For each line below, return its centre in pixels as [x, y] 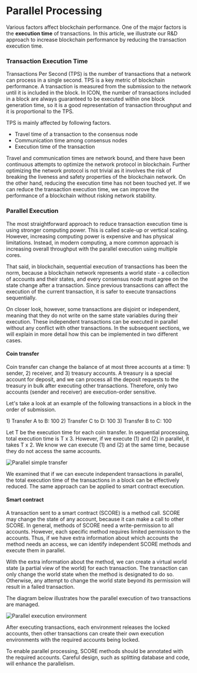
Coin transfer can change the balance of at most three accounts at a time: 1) [98, 367]
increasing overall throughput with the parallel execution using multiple [92, 249]
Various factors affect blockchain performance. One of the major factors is [96, 27]
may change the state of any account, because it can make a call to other [95, 519]
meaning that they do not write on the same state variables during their [92, 315]
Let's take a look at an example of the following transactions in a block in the [99, 403]
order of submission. [31, 409]
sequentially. [21, 298]
